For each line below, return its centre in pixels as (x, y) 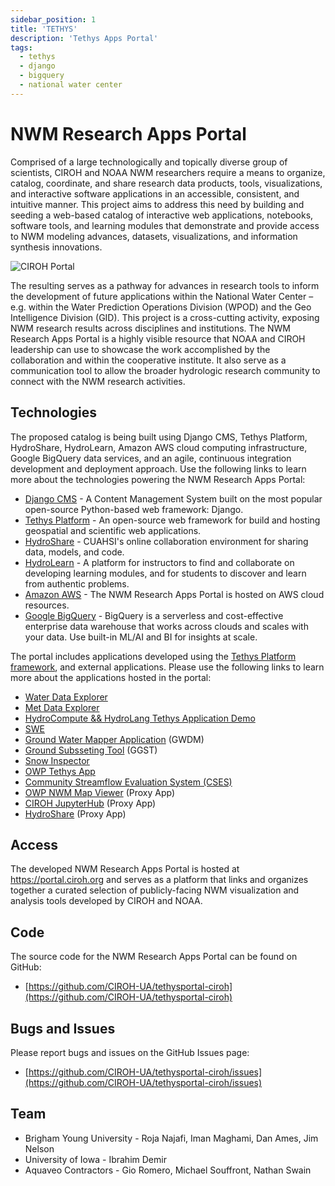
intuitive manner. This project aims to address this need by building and (157, 204)
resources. (47, 605)
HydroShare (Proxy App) (75, 813)
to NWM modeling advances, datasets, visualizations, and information (154, 236)
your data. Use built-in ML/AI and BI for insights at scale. (141, 637)
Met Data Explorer (62, 707)
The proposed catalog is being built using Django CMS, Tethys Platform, (159, 437)
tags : (21, 47)
